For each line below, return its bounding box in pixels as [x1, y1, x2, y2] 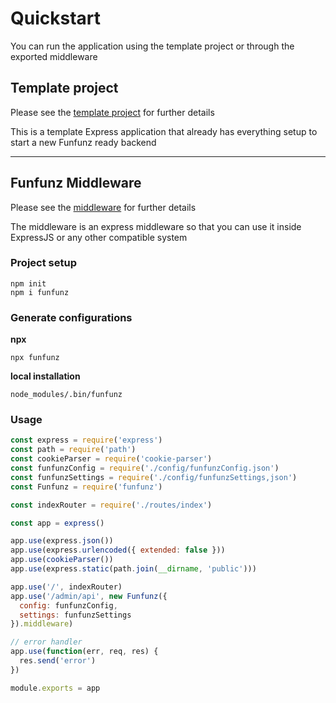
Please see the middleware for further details [10, 201, 197, 213]
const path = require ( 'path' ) [10, 445, 137, 455]
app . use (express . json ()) [10, 536, 114, 546]
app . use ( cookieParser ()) [10, 555, 114, 565]
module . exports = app [10, 683, 101, 693]
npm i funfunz [10, 287, 70, 297]
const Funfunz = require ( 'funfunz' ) [10, 482, 163, 492]
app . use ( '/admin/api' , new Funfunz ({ [10, 591, 168, 601]
